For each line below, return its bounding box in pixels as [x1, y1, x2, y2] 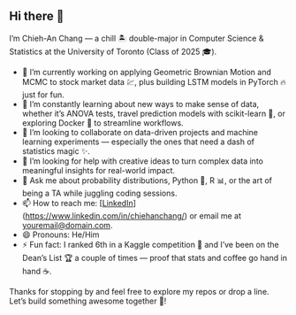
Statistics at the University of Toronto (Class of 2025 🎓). [9, 46, 217, 57]
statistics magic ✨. [21, 145, 90, 156]
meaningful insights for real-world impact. [21, 165, 175, 175]
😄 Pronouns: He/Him [21, 229, 100, 240]
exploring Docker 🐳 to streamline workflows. [21, 117, 184, 128]
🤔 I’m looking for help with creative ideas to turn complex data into [21, 156, 263, 166]
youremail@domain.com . [21, 219, 113, 230]
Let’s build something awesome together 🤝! [9, 296, 167, 306]
